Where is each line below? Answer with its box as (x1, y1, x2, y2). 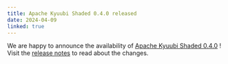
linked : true (7, 23, 45, 30)
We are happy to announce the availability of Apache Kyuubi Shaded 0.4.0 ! (7, 42, 222, 50)
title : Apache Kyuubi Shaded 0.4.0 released (7, 10, 137, 17)
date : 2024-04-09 (7, 17, 57, 23)
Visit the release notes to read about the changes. (7, 49, 149, 57)
